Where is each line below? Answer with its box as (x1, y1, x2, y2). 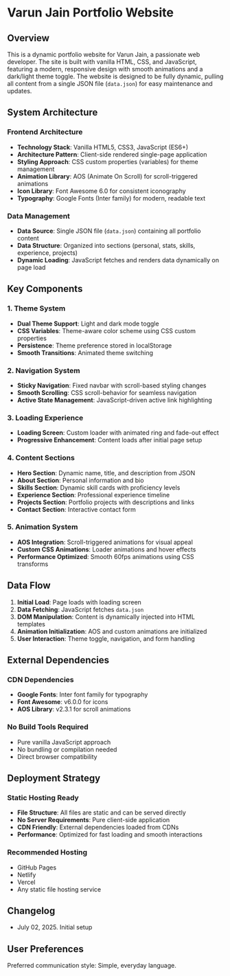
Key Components (7, 283, 83, 295)
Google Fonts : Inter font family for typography (16, 690, 148, 699)
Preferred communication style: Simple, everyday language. (7, 962, 176, 970)
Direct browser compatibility (16, 752, 97, 760)
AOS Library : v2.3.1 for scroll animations (16, 705, 131, 714)
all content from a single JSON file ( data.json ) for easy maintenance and (7, 80, 213, 87)
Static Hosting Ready (7, 793, 79, 802)
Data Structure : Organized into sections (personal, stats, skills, (16, 241, 196, 249)
